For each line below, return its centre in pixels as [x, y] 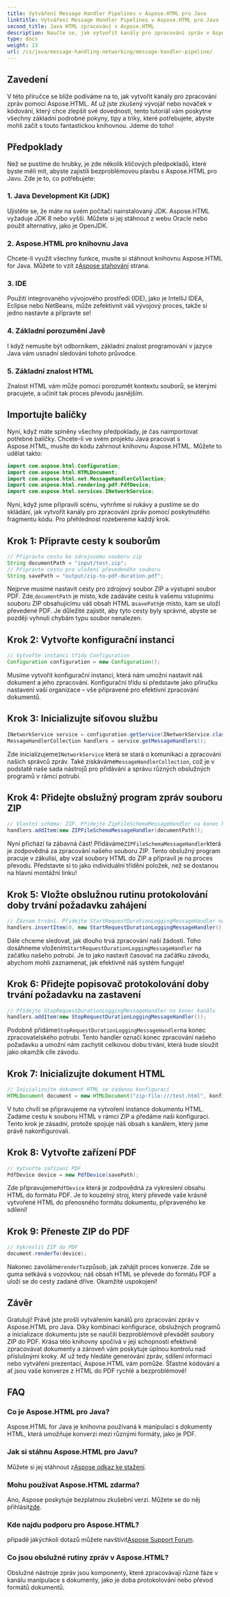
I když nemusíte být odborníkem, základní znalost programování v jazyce [110, 346]
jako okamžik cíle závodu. [43, 1052]
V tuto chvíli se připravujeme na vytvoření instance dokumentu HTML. [105, 1109]
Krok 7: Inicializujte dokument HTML [86, 1073]
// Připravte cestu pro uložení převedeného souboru [84, 569]
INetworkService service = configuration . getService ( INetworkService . [110, 734]
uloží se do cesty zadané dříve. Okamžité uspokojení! [82, 1281]
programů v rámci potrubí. [44, 776]
